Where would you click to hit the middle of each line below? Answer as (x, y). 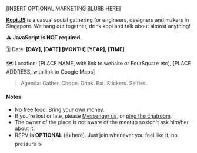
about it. (25, 128)
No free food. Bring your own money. (59, 110)
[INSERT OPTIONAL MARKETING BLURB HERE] (64, 9)
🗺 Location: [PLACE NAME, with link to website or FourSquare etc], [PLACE (98, 63)
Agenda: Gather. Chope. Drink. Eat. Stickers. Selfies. (84, 83)
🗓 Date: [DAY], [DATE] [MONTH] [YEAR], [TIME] (65, 49)
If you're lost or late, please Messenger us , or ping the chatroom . (93, 116)
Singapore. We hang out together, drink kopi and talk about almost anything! (98, 26)
